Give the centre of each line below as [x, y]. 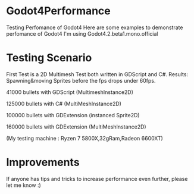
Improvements [43, 162]
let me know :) [24, 185]
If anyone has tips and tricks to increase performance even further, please [97, 179]
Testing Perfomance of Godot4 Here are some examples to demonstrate [95, 27]
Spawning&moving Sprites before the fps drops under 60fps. [81, 80]
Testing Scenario [49, 58]
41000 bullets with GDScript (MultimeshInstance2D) [70, 92]
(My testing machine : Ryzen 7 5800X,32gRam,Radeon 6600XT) [85, 138]
